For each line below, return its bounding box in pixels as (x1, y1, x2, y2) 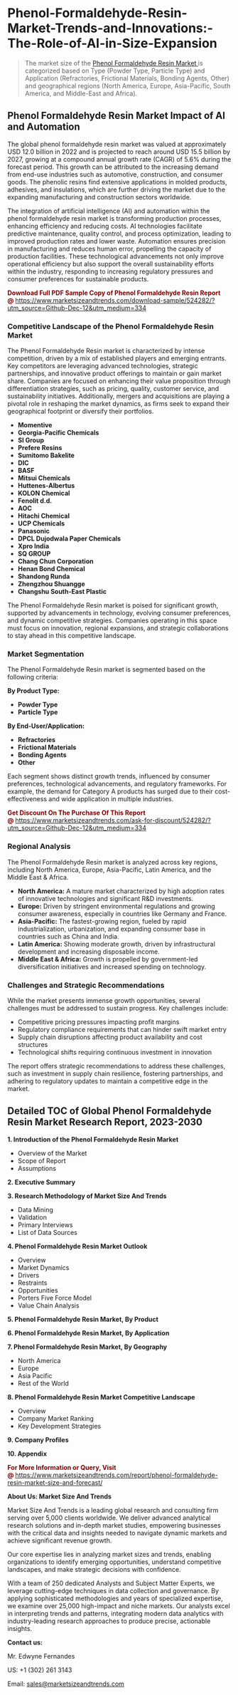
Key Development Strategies (17, 1422, 102, 1430)
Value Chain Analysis (17, 1301, 80, 1310)
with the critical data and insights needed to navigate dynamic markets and (7, 1528, 227, 1537)
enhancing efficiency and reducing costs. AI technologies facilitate (7, 221, 202, 230)
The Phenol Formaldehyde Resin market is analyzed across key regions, (7, 857, 218, 866)
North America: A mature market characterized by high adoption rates (17, 887, 225, 895)
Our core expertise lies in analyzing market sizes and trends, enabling (7, 1550, 212, 1558)
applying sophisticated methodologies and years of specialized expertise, (7, 1594, 224, 1602)
